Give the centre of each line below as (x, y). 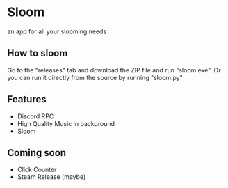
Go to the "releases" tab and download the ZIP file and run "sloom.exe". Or (114, 70)
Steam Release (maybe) (51, 177)
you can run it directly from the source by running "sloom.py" (95, 77)
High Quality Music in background (66, 123)
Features (27, 99)
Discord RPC (35, 116)
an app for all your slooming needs (57, 31)
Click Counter (37, 170)
